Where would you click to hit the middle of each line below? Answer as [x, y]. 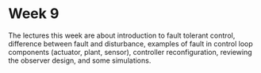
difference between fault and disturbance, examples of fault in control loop [131, 43]
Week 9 [34, 14]
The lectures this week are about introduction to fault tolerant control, [122, 35]
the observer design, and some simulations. [80, 60]
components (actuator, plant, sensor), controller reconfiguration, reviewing [130, 52]
